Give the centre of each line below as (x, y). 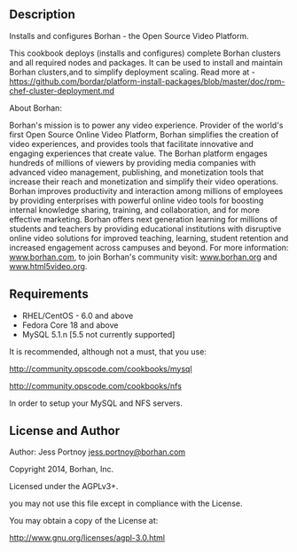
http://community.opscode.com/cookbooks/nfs (95, 385)
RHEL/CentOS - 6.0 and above (78, 315)
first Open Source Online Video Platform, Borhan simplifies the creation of (144, 134)
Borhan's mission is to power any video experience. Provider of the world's (146, 125)
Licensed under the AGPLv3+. (64, 486)
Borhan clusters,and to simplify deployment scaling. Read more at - (132, 72)
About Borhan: (35, 108)
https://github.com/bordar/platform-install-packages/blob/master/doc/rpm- (147, 81)
